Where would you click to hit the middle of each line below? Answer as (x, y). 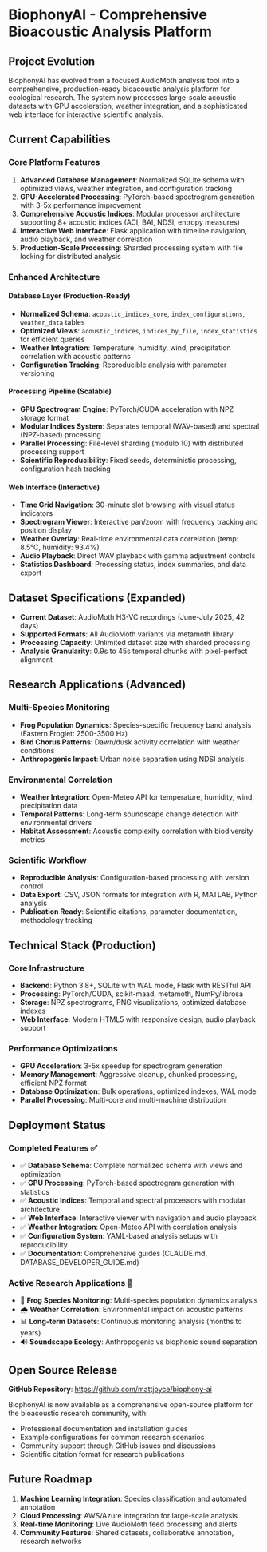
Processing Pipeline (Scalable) (60, 391)
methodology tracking (56, 920)
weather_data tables (52, 322)
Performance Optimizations (63, 1048)
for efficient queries (52, 339)
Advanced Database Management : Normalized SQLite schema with (132, 180)
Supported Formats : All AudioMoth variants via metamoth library (126, 634)
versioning (37, 373)
